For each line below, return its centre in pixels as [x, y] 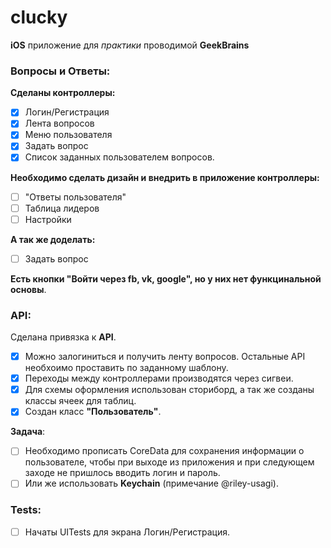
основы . [28, 289]
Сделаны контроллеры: [63, 93]
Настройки [48, 219]
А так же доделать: [53, 239]
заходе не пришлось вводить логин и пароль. [122, 473]
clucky [39, 17]
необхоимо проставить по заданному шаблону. [126, 368]
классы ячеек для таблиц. [80, 401]
